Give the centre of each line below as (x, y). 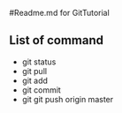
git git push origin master (68, 99)
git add (35, 80)
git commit (42, 90)
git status (39, 62)
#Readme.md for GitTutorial (60, 13)
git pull (34, 71)
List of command (57, 40)
